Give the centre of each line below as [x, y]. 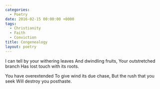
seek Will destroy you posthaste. [39, 81]
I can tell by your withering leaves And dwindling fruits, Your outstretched [80, 61]
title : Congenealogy [27, 42]
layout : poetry [21, 47]
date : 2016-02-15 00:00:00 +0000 [40, 19]
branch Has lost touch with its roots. [42, 66]
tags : [11, 24]
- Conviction [23, 38]
